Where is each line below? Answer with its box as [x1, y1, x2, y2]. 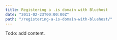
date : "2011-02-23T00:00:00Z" [5, 12, 70, 17]
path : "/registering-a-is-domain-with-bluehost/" [5, 16, 113, 21]
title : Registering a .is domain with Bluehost [5, 7, 108, 12]
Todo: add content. [5, 30, 45, 36]
